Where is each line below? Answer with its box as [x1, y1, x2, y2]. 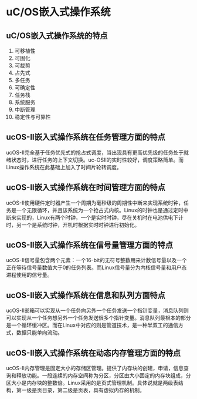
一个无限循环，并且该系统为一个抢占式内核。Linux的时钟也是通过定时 [16, 206, 184, 213]
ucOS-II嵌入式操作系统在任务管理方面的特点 [6, 132, 165, 142]
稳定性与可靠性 [14, 113, 51, 120]
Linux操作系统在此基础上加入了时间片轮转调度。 [6, 163, 122, 170]
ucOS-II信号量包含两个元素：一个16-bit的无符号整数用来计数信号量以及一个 [6, 257, 188, 264]
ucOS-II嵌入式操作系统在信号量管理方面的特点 [6, 240, 173, 250]
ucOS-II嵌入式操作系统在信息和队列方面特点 [6, 290, 165, 300]
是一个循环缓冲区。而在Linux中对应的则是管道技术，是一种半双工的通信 [6, 321, 179, 329]
